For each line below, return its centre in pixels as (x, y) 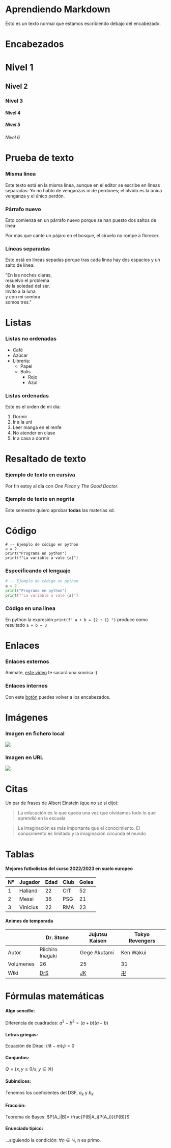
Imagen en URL (24, 757)
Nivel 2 (17, 86)
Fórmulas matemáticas (55, 996)
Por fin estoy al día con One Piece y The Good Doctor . (62, 486)
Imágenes (27, 717)
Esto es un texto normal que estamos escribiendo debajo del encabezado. (83, 23)
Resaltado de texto (46, 459)
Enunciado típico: (24, 1129)
